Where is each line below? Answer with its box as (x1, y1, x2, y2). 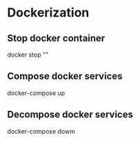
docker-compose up (7, 88, 66, 97)
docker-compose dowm (7, 127, 76, 135)
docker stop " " (7, 50, 49, 59)
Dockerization (7, 5, 90, 21)
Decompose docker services (7, 109, 133, 121)
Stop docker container (7, 32, 106, 44)
